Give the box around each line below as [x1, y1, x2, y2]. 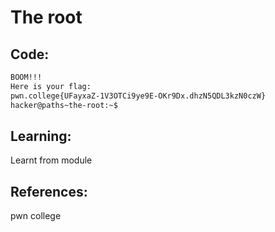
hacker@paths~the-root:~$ [10, 100, 118, 110]
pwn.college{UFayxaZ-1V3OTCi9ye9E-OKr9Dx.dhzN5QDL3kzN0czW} [10, 91, 267, 101]
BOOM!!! [10, 72, 43, 82]
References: [10, 183, 88, 200]
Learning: [10, 127, 72, 145]
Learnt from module [10, 154, 93, 166]
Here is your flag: [10, 81, 92, 91]
